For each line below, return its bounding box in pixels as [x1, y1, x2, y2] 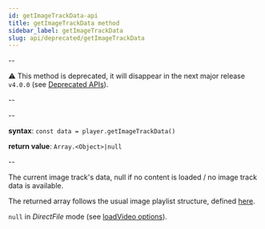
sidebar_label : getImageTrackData [8, 26, 124, 34]
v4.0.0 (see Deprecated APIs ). [8, 80, 109, 89]
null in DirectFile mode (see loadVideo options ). [8, 212, 168, 222]
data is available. [8, 181, 64, 191]
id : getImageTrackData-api [8, 11, 98, 20]
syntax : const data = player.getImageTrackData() [8, 126, 176, 136]
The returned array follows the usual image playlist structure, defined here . [8, 196, 255, 206]
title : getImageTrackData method [8, 19, 120, 27]
